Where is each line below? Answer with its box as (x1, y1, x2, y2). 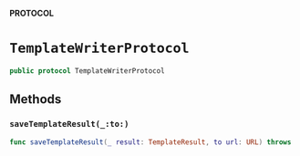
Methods (9, 91, 62, 108)
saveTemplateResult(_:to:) (9, 119, 129, 130)
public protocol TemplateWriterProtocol (9, 66, 166, 76)
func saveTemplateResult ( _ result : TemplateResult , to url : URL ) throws (9, 137, 292, 147)
